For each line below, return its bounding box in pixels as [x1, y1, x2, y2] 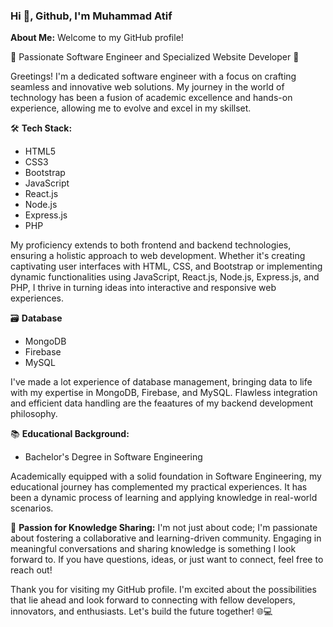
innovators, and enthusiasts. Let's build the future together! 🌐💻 [10, 605, 273, 618]
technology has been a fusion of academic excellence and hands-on [10, 92, 293, 104]
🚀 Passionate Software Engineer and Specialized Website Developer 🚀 [10, 51, 300, 63]
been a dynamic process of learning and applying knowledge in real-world [10, 492, 318, 504]
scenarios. [10, 502, 54, 514]
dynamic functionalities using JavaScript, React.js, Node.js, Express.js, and [10, 271, 320, 283]
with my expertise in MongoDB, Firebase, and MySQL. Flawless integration [10, 387, 318, 399]
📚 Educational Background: [10, 428, 130, 440]
